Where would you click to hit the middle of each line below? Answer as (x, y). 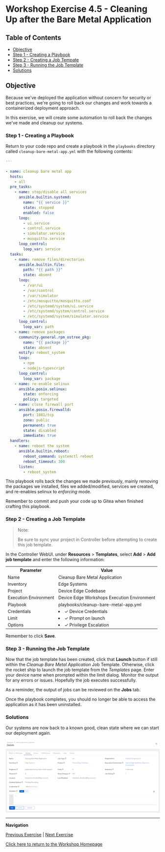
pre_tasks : (21, 187)
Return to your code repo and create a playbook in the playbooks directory (80, 146)
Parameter (31, 570)
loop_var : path (39, 327)
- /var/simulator (41, 296)
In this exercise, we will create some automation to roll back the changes (79, 117)
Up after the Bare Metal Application (79, 19)
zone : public (36, 420)
